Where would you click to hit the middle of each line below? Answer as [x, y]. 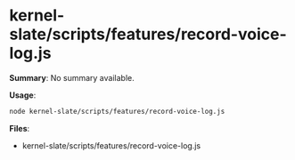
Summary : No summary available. [72, 77]
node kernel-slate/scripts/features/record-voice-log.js [117, 111]
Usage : [23, 95]
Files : [20, 128]
